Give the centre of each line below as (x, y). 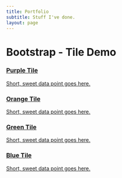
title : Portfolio (28, 12)
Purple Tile (22, 71)
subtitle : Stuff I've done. (41, 17)
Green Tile (21, 127)
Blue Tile (19, 155)
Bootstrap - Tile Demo (61, 52)
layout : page (22, 23)
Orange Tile (23, 98)
